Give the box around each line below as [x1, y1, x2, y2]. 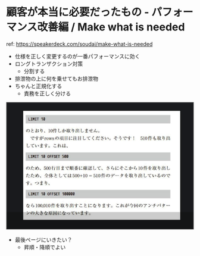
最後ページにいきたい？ [14, 236, 73, 243]
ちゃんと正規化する [14, 82, 62, 89]
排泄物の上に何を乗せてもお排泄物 [14, 75, 99, 82]
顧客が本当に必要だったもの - [6, 5, 149, 19]
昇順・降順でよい [23, 243, 66, 251]
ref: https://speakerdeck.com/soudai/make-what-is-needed [6, 40, 153, 48]
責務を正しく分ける [23, 90, 71, 97]
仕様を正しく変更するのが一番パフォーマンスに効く [14, 52, 140, 60]
